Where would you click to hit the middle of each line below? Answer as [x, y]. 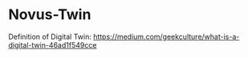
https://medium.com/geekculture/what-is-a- [167, 37]
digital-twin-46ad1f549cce [53, 44]
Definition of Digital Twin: [50, 37]
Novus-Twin [50, 15]
